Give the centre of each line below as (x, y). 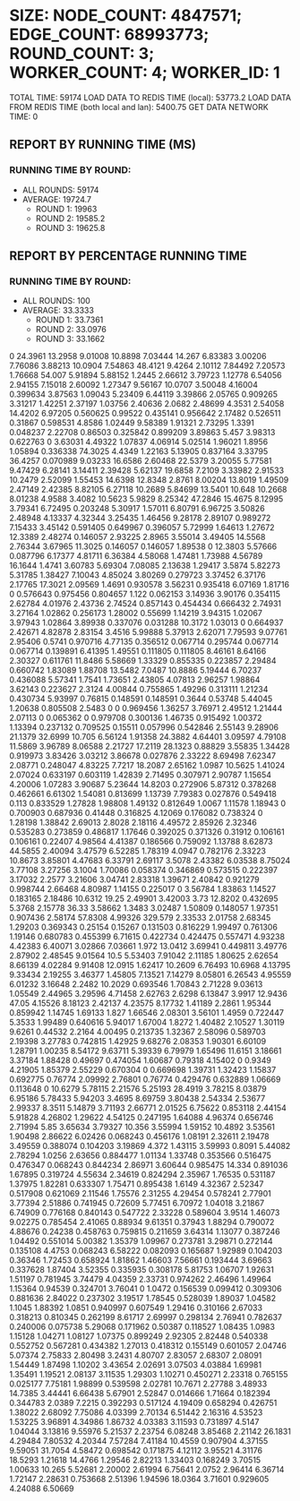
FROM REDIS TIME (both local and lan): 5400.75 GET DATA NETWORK (139, 107)
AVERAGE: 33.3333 (58, 311)
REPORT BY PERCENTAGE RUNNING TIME (129, 256)
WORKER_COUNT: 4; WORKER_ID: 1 (145, 73)
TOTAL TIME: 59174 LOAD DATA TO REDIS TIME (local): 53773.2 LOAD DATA (150, 97)
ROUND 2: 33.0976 (71, 330)
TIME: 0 (24, 116)
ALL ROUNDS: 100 (56, 301)
